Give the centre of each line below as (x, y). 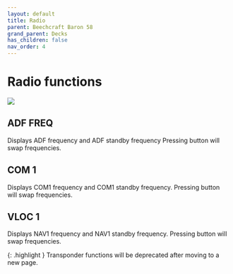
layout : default (31, 14)
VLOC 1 (24, 217)
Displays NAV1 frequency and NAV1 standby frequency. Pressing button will (117, 234)
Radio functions (55, 82)
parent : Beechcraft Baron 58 (50, 27)
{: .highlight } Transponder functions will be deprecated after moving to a (113, 255)
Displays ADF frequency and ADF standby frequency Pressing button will (114, 140)
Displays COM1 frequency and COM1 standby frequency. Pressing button (114, 187)
